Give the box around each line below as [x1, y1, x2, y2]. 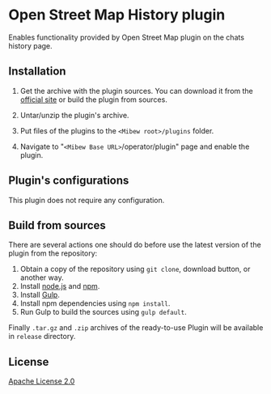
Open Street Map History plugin [8, 6, 226, 24]
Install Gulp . [19, 290, 61, 300]
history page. [8, 40, 53, 50]
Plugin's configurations [8, 174, 129, 188]
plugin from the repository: [8, 248, 98, 258]
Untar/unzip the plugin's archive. [19, 110, 129, 120]
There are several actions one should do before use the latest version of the [8, 240, 261, 250]
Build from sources [8, 218, 107, 232]
